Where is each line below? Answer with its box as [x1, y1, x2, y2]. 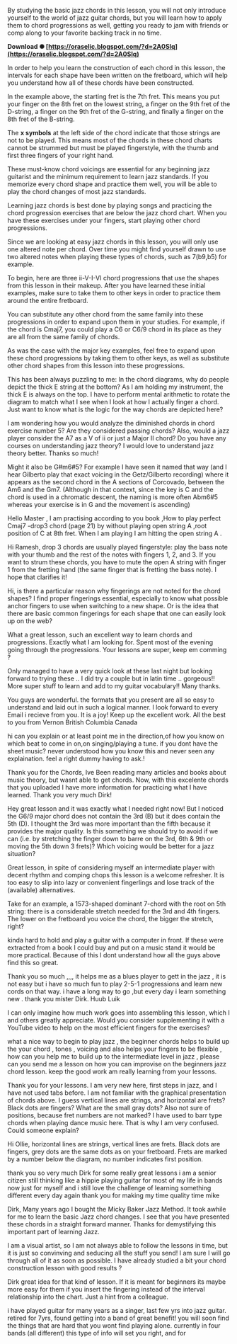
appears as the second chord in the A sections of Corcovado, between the [7, 478, 225, 486]
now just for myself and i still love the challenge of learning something [7, 1184, 212, 1192]
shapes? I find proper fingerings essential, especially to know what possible [7, 594, 229, 603]
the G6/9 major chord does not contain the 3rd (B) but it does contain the [7, 812, 221, 820]
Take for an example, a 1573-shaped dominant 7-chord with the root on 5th [7, 899, 226, 908]
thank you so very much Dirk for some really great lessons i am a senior [7, 1168, 217, 1177]
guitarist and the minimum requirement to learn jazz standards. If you [7, 173, 209, 181]
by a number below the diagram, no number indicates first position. [7, 1155, 204, 1163]
